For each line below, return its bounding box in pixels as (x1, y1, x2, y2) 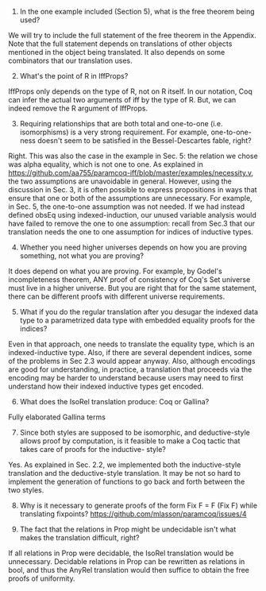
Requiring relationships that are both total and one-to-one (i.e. (19, 119, 223, 128)
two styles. (8, 485, 44, 495)
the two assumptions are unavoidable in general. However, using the (8, 176, 232, 186)
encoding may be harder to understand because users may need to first (8, 373, 244, 382)
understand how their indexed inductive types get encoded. (8, 381, 204, 391)
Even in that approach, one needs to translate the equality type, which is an (8, 339, 255, 349)
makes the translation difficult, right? (19, 533, 140, 543)
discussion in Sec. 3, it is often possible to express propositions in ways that (8, 185, 257, 194)
